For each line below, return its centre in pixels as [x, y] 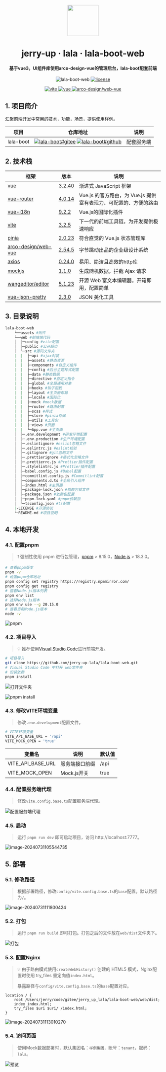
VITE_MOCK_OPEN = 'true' [31, 741]
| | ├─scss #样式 [33, 411]
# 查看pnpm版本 [19, 568]
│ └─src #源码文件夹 [34, 351]
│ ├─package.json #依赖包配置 [44, 494]
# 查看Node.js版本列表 [26, 591]
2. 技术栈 [19, 161]
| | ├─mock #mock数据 [38, 402]
